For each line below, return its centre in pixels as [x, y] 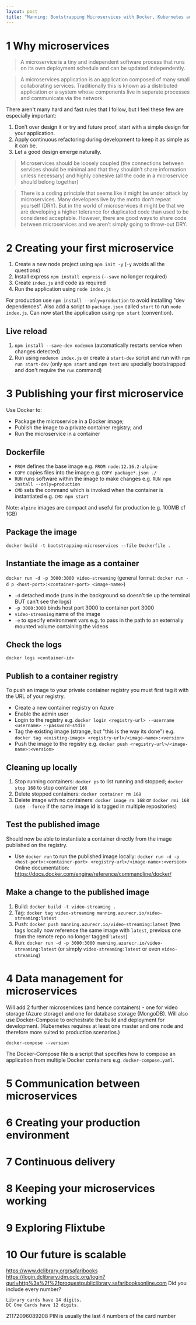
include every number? [34, 1289]
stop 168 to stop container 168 [51, 788]
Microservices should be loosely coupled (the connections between [102, 163]
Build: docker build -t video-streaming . [65, 906]
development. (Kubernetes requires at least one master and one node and [95, 1026]
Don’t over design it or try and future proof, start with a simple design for [102, 127]
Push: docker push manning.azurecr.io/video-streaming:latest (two [97, 924]
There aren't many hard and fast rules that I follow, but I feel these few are [95, 109]
